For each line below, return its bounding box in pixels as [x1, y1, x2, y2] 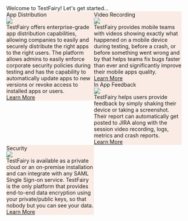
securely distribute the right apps [6, 43, 89, 49]
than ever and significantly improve [93, 62, 182, 69]
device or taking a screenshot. [93, 107, 170, 113]
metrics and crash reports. [93, 132, 160, 139]
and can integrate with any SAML [6, 170, 89, 177]
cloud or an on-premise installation [6, 164, 94, 170]
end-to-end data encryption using [6, 189, 91, 196]
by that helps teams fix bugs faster [93, 55, 181, 63]
